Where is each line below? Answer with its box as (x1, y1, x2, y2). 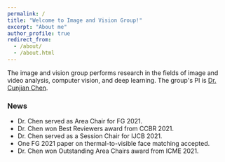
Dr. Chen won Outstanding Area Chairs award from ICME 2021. (17, 147, 199, 155)
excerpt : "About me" (7, 23, 68, 30)
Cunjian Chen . (7, 83, 48, 92)
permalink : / (7, 10, 46, 18)
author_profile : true (7, 29, 71, 37)
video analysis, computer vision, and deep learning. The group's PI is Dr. (7, 76, 217, 84)
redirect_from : (7, 36, 52, 43)
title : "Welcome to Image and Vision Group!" (7, 17, 142, 24)
